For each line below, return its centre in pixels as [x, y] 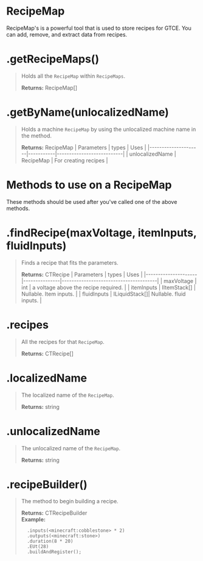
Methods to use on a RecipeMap [89, 185]
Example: [33, 520]
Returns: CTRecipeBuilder [54, 513]
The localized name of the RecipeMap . [67, 395]
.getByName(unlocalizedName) [88, 112]
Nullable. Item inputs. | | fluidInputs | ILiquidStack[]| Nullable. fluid [103, 294]
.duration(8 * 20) [50, 542]
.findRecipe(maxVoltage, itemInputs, [101, 233]
